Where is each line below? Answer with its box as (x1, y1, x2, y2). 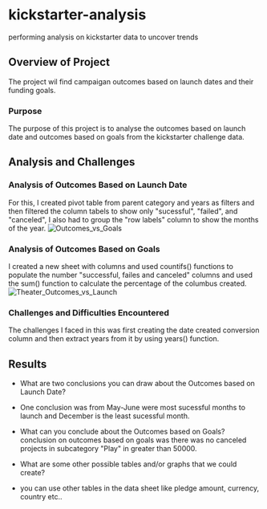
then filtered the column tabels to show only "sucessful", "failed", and (8, 206, 238, 216)
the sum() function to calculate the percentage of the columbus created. (8, 279, 247, 288)
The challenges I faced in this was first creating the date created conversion (8, 325, 260, 335)
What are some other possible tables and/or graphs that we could (19, 459, 237, 469)
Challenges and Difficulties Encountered (8, 307, 170, 318)
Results (8, 357, 47, 371)
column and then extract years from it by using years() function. (8, 334, 220, 344)
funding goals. (8, 85, 56, 95)
